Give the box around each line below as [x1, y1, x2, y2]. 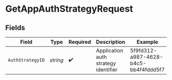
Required [68, 39, 91, 45]
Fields [5, 23, 26, 32]
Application [96, 47, 124, 54]
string [49, 57, 64, 64]
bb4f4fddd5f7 [130, 66, 165, 73]
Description [96, 39, 125, 45]
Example [136, 39, 159, 45]
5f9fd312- [130, 47, 157, 54]
